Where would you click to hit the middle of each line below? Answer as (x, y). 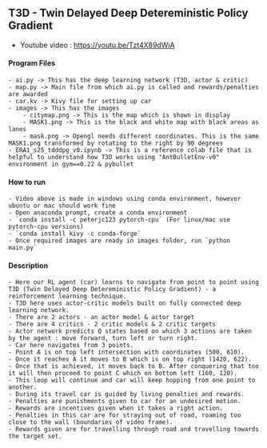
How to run (27, 182)
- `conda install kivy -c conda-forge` (75, 234)
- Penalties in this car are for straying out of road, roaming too (125, 415)
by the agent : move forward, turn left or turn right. (103, 338)
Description (28, 265)
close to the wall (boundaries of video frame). (91, 422)
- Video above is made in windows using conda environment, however (125, 199)
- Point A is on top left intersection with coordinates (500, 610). (127, 352)
